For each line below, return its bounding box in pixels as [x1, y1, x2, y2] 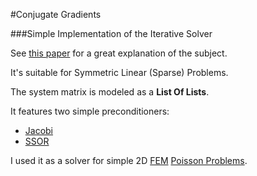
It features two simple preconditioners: [10, 105, 170, 117]
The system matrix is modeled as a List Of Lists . [10, 86, 210, 98]
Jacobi [24, 125, 54, 136]
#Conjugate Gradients [10, 9, 102, 20]
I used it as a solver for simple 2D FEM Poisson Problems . [10, 155, 248, 166]
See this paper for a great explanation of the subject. [10, 47, 228, 59]
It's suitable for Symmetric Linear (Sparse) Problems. [10, 67, 229, 78]
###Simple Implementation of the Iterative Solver [10, 28, 213, 39]
